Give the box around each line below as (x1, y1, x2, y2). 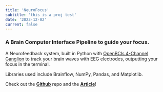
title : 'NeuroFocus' (5, 7, 50, 13)
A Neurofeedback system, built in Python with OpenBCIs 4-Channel (5, 50, 149, 56)
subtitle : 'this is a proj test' (5, 12, 77, 17)
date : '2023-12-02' (5, 17, 47, 22)
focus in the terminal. (5, 61, 50, 67)
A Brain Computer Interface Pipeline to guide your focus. (5, 39, 150, 46)
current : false (5, 21, 38, 27)
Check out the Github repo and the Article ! (5, 81, 96, 87)
